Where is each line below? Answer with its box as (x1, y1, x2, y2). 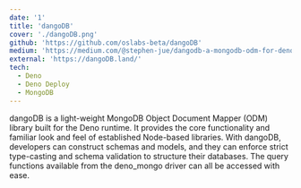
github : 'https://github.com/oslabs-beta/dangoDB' (9, 38, 202, 47)
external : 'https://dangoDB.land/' (9, 55, 142, 64)
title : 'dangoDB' (9, 21, 74, 30)
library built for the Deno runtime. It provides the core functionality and (9, 122, 271, 132)
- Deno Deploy (17, 80, 70, 89)
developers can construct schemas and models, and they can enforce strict (9, 141, 288, 152)
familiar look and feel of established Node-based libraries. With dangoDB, (9, 132, 281, 142)
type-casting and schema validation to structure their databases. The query (9, 150, 289, 161)
